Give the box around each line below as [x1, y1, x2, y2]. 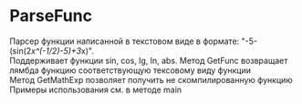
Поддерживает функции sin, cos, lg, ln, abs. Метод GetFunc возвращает [9, 55, 288, 66]
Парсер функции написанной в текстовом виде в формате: [9, 36, 240, 47]
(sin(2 [9, 45, 32, 56]
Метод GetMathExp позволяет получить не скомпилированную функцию [9, 74, 294, 85]
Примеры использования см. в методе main [9, 84, 182, 95]
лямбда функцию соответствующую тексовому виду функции [9, 65, 252, 76]
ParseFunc [9, 5, 93, 26]
